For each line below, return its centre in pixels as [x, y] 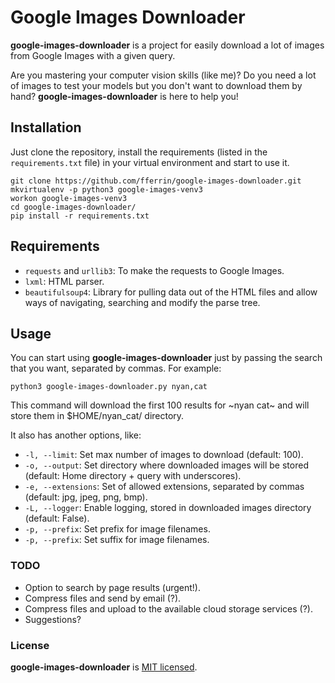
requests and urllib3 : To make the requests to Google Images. [154, 270]
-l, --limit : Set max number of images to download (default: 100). [164, 455]
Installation [46, 127]
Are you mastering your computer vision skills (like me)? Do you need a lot [163, 75]
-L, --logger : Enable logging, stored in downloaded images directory [168, 508]
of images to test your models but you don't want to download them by [156, 85]
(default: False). [57, 518]
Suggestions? [53, 619]
